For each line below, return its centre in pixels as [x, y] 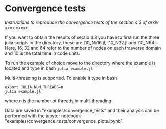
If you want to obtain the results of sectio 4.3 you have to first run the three [82, 37]
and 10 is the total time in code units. [43, 53]
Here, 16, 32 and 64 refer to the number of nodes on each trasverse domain [83, 48]
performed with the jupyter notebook [43, 116]
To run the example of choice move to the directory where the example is [80, 63]
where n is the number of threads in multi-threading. [59, 101]
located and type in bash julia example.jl [49, 68]
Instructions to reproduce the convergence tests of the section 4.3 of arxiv [82, 22]
